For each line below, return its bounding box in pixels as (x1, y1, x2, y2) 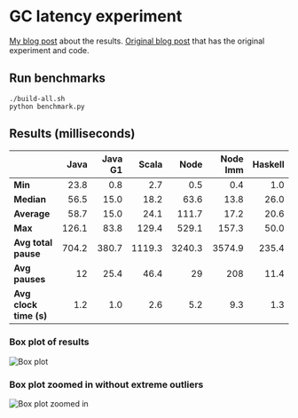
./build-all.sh (9, 94, 66, 103)
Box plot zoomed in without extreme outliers (9, 378, 204, 390)
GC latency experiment (9, 6, 183, 27)
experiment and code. (9, 44, 90, 55)
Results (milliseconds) (9, 126, 136, 141)
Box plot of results (9, 335, 90, 348)
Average (13, 207, 51, 219)
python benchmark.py (9, 102, 86, 111)
